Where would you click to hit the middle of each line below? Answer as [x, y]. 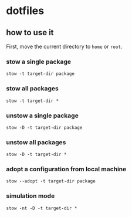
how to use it [30, 33]
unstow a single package [43, 116]
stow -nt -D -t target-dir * [42, 208]
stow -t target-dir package [40, 74]
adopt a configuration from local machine [66, 169]
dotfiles [25, 11]
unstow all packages [36, 142]
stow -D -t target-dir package [44, 127]
